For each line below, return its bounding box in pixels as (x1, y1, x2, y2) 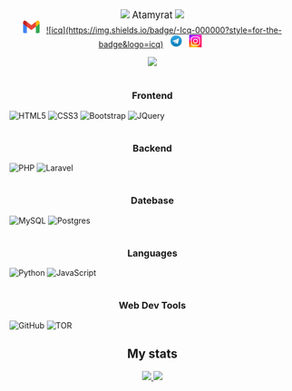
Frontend (131, 90, 173, 103)
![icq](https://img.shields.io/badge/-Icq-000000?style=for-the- (45, 24, 283, 35)
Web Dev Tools (118, 299, 187, 312)
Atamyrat (131, 9, 173, 21)
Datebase (131, 194, 174, 207)
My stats (126, 347, 179, 362)
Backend (132, 142, 172, 154)
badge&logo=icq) (98, 39, 164, 49)
